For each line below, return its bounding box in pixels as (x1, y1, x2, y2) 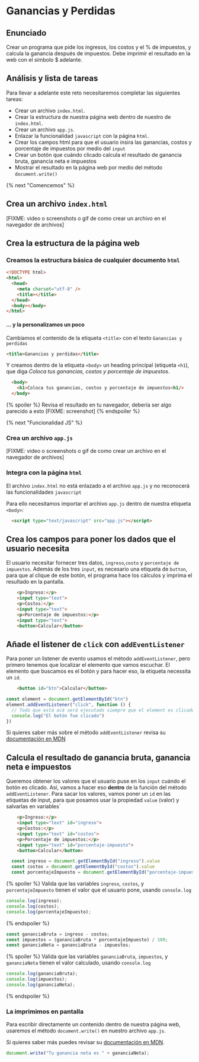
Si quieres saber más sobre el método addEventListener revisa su (6, 729, 166, 736)
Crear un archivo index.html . (14, 107, 86, 114)
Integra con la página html (6, 468, 82, 477)
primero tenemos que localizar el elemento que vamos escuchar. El (6, 661, 170, 669)
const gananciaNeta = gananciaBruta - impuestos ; (6, 942, 131, 948)
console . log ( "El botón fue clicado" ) (11, 713, 105, 718)
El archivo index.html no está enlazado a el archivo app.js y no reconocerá (6, 482, 190, 489)
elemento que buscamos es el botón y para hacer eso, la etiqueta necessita (6, 667, 191, 675)
